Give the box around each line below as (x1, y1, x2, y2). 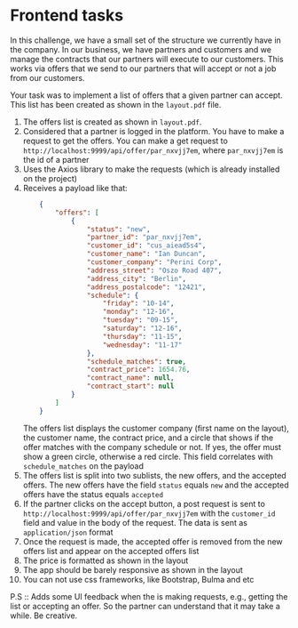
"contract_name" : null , (86, 374, 175, 382)
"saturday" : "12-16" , (102, 324, 183, 334)
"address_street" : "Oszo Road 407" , (86, 266, 223, 275)
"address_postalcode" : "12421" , (86, 282, 207, 292)
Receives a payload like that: (22, 182, 128, 193)
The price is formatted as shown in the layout (22, 555, 189, 566)
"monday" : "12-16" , (102, 308, 175, 317)
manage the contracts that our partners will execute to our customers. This (10, 53, 284, 64)
